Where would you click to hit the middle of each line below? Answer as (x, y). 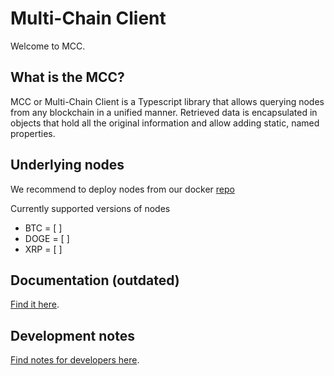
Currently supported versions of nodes (90, 208)
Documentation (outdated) (95, 280)
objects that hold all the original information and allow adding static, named (165, 123)
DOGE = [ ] (47, 238)
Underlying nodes (67, 165)
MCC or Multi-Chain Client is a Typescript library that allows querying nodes (167, 101)
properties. (33, 133)
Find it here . (35, 304)
